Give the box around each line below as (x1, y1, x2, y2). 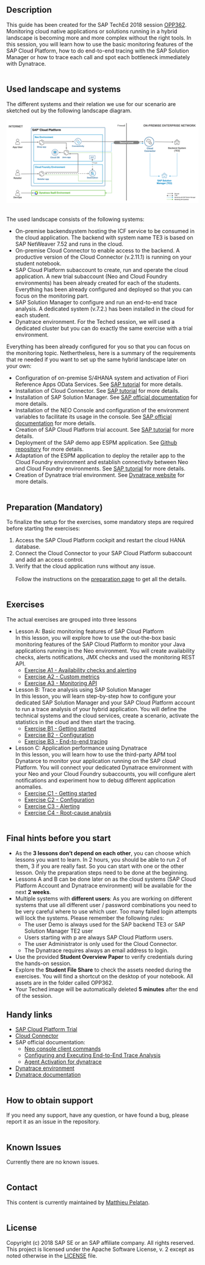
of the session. (15, 992, 53, 999)
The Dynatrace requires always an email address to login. (24, 947, 169, 954)
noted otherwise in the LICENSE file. (6, 1252, 98, 1259)
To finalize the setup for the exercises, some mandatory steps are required (6, 518, 194, 525)
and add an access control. (15, 556, 84, 563)
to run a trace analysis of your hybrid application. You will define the (15, 705, 187, 712)
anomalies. (15, 783, 43, 790)
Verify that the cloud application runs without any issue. (15, 562, 156, 570)
